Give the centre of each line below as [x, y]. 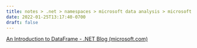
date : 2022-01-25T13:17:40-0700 [46, 17]
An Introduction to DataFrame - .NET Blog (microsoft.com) [77, 39]
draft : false [22, 22]
